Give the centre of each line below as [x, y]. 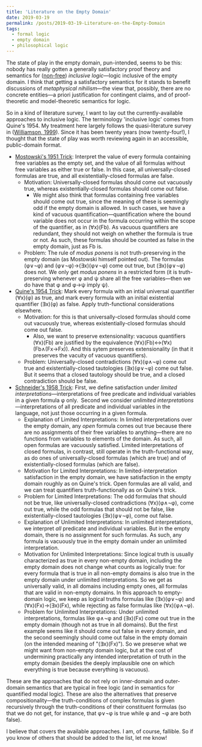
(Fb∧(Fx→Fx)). [51, 349]
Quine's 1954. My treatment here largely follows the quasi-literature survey [99, 126]
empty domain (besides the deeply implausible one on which [99, 663]
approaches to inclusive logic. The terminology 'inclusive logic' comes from [100, 119]
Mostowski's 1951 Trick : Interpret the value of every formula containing [103, 156]
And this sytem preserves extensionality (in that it [132, 349]
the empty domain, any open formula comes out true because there [108, 425]
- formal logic [31, 34]
